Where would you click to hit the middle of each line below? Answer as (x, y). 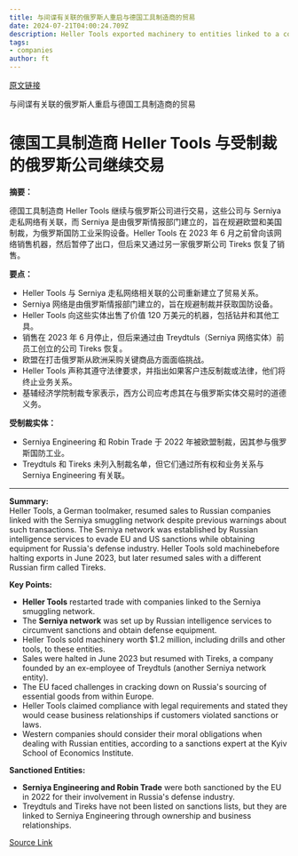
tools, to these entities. (64, 649)
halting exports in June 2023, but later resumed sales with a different (135, 557)
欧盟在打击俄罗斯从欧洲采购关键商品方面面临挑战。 (115, 359)
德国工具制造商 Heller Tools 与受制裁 (143, 144)
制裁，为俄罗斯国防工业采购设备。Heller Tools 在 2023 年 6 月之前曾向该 (142, 233)
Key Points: (31, 584)
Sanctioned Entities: (47, 770)
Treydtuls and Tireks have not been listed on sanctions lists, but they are (154, 806)
